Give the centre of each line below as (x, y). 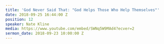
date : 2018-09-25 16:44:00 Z (37, 15)
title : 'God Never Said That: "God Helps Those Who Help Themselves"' (83, 10)
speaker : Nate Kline (28, 24)
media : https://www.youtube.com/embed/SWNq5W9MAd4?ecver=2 (70, 29)
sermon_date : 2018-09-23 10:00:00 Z (44, 33)
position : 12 (19, 19)
